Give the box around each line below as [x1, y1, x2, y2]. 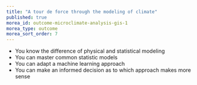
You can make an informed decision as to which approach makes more [14, 66, 192, 74]
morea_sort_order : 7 [6, 31, 58, 37]
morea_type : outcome [6, 25, 58, 32]
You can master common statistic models [14, 54, 118, 61]
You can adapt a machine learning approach [14, 60, 125, 68]
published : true [6, 14, 47, 20]
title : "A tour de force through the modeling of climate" [6, 8, 158, 15]
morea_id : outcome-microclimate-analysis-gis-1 [6, 20, 128, 26]
